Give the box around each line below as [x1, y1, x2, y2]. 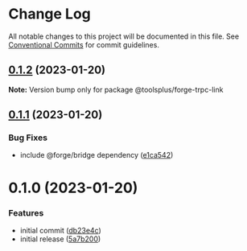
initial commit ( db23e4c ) [19, 225, 102, 235]
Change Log [8, 5, 91, 23]
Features [8, 207, 44, 218]
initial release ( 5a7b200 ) [19, 234, 101, 244]
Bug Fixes [8, 132, 48, 143]
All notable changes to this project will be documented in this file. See [8, 31, 240, 41]
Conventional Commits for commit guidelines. [8, 39, 159, 49]
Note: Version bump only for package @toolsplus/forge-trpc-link [8, 84, 224, 94]
